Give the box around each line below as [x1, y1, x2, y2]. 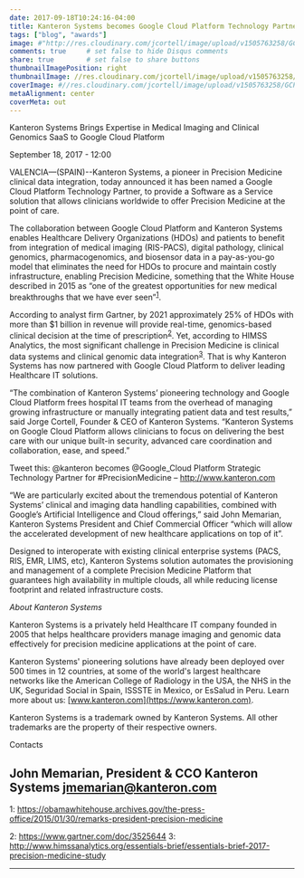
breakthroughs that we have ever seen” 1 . [9, 291, 161, 303]
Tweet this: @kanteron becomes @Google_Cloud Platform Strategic [9, 463, 261, 473]
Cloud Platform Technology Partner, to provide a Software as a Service [9, 186, 273, 197]
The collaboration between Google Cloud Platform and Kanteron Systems [9, 223, 283, 234]
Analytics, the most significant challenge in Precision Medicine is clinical [9, 339, 280, 350]
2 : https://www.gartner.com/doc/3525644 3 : [9, 831, 176, 842]
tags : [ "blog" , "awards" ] [9, 30, 107, 39]
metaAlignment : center [9, 89, 95, 98]
